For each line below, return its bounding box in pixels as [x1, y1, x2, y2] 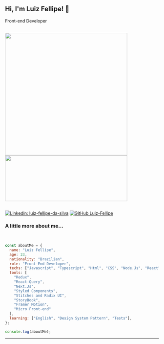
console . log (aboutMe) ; [5, 329, 51, 334]
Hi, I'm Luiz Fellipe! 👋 [5, 5, 70, 13]
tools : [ [9, 270, 27, 275]
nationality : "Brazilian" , [9, 256, 64, 262]
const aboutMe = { [5, 243, 42, 248]
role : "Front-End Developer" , [9, 261, 71, 266]
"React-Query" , [14, 279, 45, 284]
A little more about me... [5, 222, 63, 229]
